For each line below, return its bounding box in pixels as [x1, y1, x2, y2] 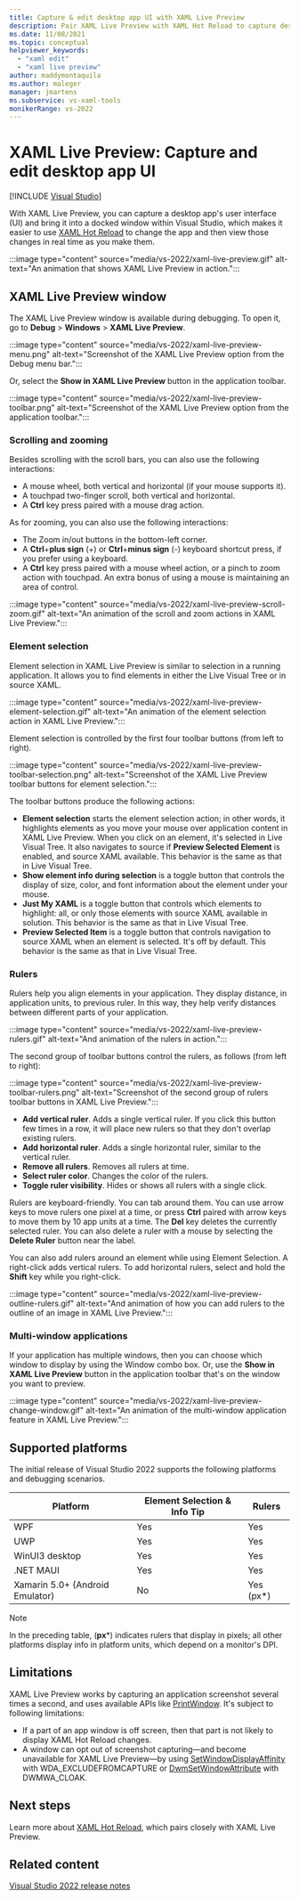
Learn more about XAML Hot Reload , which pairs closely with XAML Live [9, 1822, 276, 1832]
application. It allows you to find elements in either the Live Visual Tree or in [9, 670, 287, 681]
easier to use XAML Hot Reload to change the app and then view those [9, 227, 270, 238]
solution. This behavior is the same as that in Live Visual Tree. [21, 917, 249, 927]
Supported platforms [9, 1440, 127, 1455]
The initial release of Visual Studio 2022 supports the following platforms [9, 1464, 277, 1474]
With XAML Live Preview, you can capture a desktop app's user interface [9, 208, 278, 219]
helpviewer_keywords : [9, 46, 90, 55]
